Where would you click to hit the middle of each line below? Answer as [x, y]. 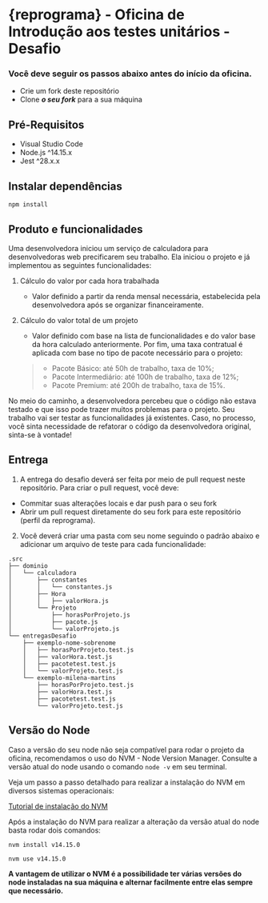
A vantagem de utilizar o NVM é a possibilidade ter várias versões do [125, 873]
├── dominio [28, 565]
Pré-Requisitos [46, 124]
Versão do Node [49, 731]
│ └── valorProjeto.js [64, 629]
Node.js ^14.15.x [46, 153]
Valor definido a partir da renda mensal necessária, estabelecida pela [146, 296]
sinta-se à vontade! [40, 434]
